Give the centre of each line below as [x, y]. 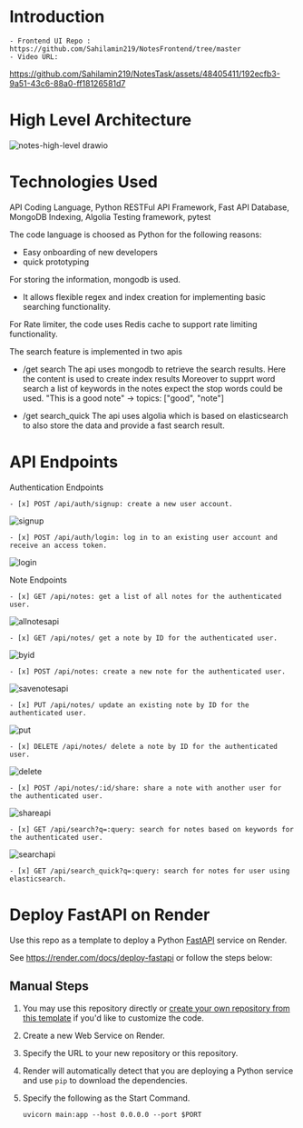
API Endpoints [64, 462]
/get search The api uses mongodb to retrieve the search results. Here [154, 369]
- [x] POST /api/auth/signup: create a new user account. [121, 504]
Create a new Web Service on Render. [93, 1035]
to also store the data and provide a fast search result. [123, 425]
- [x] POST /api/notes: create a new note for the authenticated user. [147, 671]
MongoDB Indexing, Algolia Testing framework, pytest [110, 216]
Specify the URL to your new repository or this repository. [130, 1053]
